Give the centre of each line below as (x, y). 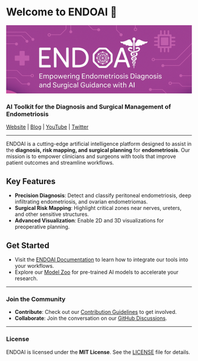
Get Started (28, 245)
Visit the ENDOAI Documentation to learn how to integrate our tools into (101, 260)
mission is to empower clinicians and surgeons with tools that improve (91, 156)
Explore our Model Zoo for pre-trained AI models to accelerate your (96, 272)
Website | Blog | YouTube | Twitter (47, 127)
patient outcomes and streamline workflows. (60, 163)
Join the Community (36, 299)
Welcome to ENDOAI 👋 (62, 12)
